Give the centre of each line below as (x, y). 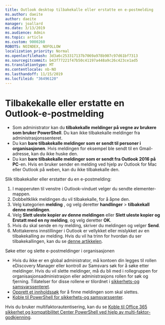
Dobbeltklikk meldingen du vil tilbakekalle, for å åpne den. (71, 199)
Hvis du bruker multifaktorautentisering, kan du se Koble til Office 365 (76, 307)
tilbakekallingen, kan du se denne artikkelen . (58, 241)
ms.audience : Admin (25, 33)
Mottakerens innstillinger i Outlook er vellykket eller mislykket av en (81, 231)
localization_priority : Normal (37, 51)
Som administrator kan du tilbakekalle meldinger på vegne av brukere (84, 127)
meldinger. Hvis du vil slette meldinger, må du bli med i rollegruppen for (85, 271)
